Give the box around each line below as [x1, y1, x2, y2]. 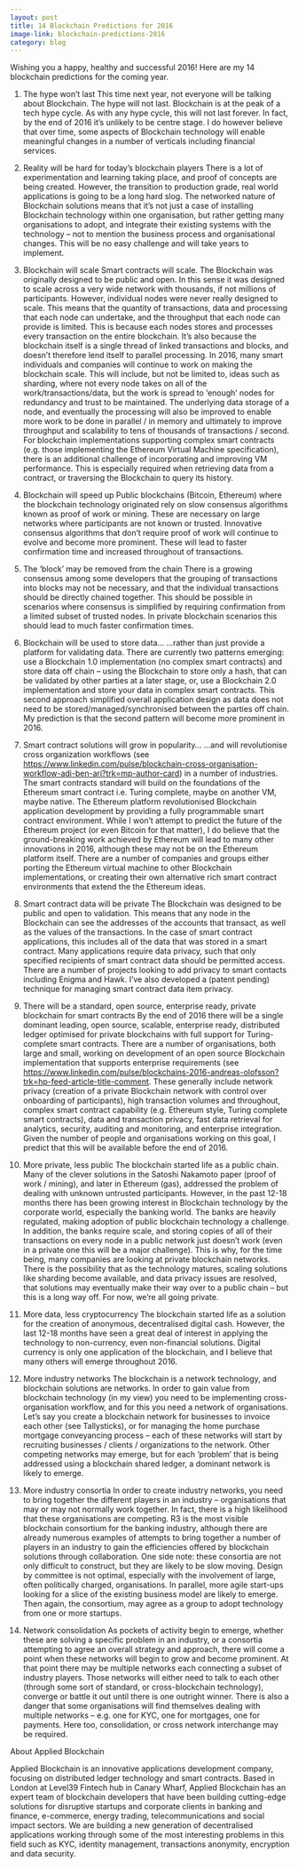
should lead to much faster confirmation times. [22, 620, 194, 631]
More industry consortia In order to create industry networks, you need [22, 1485, 283, 1496]
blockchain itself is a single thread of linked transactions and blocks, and [22, 340, 289, 351]
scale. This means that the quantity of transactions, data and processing [22, 303, 288, 314]
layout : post [10, 12, 59, 22]
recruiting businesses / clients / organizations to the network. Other [22, 1440, 270, 1450]
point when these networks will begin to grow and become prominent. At [22, 1654, 289, 1664]
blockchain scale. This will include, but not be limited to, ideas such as [22, 369, 280, 379]
